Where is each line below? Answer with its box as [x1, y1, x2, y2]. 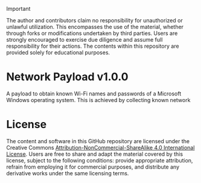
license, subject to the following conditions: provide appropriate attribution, [6, 156, 193, 164]
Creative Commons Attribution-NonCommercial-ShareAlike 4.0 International [6, 144, 195, 151]
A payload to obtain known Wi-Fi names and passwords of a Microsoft [6, 90, 182, 97]
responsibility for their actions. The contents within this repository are [6, 42, 179, 50]
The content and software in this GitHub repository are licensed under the [6, 137, 190, 144]
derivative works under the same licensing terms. [6, 169, 129, 177]
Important [6, 5, 31, 12]
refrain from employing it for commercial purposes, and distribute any [6, 163, 180, 170]
